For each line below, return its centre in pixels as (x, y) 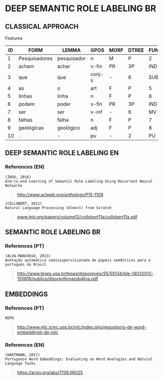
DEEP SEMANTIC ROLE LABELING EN (62, 153)
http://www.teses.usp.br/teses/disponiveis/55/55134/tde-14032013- (85, 274)
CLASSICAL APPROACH (42, 27)
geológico (69, 128)
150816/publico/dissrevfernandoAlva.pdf (57, 279)
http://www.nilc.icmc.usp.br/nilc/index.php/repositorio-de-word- (81, 327)
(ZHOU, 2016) (18, 177)
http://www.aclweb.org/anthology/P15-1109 (60, 194)
